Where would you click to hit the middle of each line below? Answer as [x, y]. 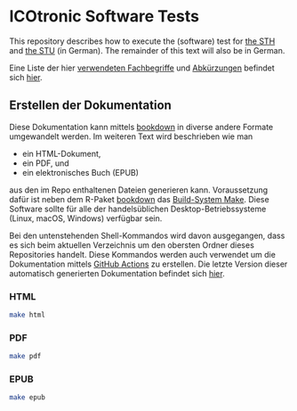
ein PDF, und [45, 163]
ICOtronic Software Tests [104, 16]
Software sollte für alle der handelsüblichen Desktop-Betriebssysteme [138, 209]
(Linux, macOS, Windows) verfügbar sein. [86, 218]
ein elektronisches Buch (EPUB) [80, 172]
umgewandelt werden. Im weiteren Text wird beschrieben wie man [131, 136]
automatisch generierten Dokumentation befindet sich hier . [117, 273]
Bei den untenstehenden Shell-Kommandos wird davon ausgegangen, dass [147, 235]
